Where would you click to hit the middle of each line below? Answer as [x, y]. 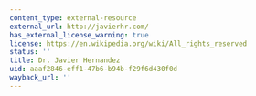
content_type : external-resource [73, 18]
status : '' [30, 52]
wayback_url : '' [40, 78]
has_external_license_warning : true [79, 35]
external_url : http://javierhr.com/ [79, 27]
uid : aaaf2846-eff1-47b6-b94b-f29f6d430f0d [94, 69]
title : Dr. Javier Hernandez [65, 60]
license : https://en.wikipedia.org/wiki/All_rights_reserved [128, 43]
